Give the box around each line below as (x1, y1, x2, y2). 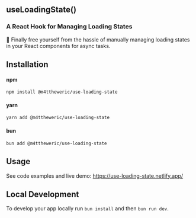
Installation (6, 59, 49, 70)
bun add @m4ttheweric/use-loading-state (6, 140, 108, 146)
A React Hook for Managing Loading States (6, 23, 133, 31)
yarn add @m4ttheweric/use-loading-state (6, 115, 110, 121)
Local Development (6, 189, 79, 199)
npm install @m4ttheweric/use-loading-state (6, 89, 118, 95)
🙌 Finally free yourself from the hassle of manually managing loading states (6, 36, 191, 43)
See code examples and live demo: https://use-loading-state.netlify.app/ (6, 172, 184, 179)
